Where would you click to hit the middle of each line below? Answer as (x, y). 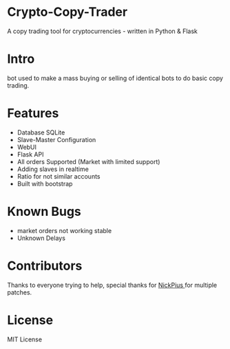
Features (33, 113)
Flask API (30, 154)
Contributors (45, 266)
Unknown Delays (41, 238)
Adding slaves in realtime (53, 169)
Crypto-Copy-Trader (67, 12)
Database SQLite (41, 132)
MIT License (25, 339)
